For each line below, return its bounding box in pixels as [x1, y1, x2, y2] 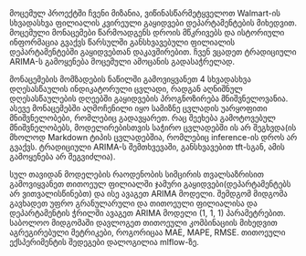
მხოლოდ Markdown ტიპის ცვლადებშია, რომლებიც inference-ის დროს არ [9, 132, 298, 142]
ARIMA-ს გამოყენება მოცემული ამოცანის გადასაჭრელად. [9, 56, 236, 67]
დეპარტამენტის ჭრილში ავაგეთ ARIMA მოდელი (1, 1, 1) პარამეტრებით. [9, 208, 286, 218]
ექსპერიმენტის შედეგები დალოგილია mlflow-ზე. [9, 237, 199, 247]
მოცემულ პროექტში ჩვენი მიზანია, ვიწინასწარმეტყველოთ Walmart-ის [9, 8, 281, 18]
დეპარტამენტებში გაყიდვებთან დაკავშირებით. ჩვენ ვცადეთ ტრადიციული [9, 46, 297, 57]
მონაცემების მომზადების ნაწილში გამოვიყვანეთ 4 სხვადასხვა [9, 74, 251, 85]
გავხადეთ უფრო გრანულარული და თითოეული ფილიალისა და [9, 198, 258, 209]
